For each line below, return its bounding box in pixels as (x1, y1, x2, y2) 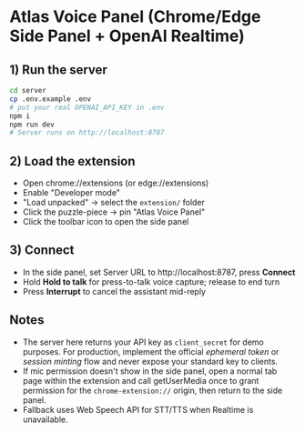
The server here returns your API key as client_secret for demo (22, 337, 264, 347)
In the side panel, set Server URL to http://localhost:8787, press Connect (22, 266, 296, 277)
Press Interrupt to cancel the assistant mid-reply (22, 286, 207, 296)
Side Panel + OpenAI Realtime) (9, 25, 246, 46)
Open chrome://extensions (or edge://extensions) (22, 177, 209, 188)
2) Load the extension (9, 153, 136, 169)
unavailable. (22, 414, 68, 425)
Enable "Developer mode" (22, 187, 121, 198)
